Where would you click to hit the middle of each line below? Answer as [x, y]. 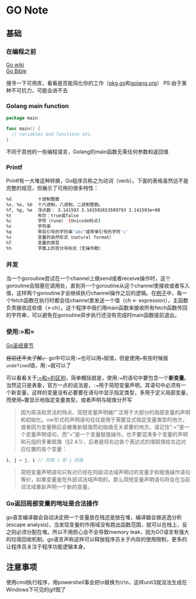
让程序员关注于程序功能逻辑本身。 [47, 547]
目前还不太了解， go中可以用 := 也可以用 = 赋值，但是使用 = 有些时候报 [87, 358]
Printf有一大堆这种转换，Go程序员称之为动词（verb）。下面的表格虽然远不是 [97, 180]
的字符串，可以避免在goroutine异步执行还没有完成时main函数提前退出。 [93, 315]
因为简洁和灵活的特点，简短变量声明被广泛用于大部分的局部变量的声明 [105, 412]
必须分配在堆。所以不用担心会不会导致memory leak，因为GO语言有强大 [103, 532]
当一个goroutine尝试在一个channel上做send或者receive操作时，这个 [89, 278]
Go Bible [16, 70]
